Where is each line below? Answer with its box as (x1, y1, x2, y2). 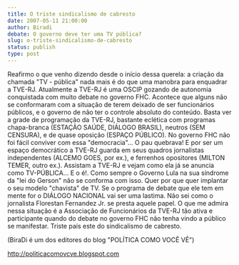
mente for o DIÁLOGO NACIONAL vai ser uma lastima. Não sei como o (7, 191, 214, 200)
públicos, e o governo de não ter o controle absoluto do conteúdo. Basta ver (7, 108, 232, 116)
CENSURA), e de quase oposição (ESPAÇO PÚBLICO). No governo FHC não (7, 130, 230, 139)
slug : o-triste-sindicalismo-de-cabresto (7, 37, 133, 44)
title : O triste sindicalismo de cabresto (7, 10, 136, 18)
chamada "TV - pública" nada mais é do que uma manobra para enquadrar (7, 77, 228, 86)
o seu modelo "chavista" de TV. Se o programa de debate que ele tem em (7, 184, 224, 192)
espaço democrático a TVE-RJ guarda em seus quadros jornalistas (7, 146, 205, 154)
